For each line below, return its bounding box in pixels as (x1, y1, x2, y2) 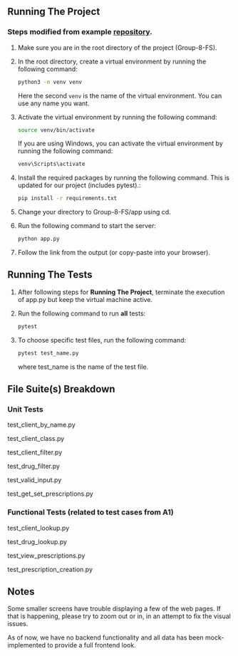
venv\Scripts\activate (17, 160, 86, 168)
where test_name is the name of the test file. (17, 363, 149, 371)
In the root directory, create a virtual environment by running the (17, 57, 207, 66)
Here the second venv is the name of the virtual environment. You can (17, 91, 222, 100)
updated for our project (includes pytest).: (17, 181, 141, 189)
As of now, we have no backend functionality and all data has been (7, 633, 205, 642)
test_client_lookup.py (7, 524, 70, 532)
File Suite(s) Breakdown (7, 383, 115, 395)
